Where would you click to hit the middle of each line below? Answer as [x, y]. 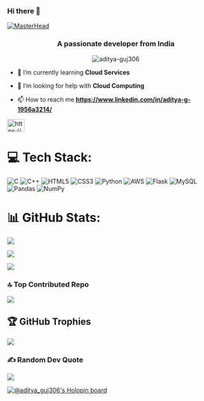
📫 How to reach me [45, 99]
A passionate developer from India [116, 44]
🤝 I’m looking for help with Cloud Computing [81, 85]
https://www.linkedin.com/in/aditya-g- [133, 99]
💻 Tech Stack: [50, 157]
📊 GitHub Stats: [54, 217]
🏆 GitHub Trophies [49, 322]
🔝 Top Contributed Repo [48, 285]
